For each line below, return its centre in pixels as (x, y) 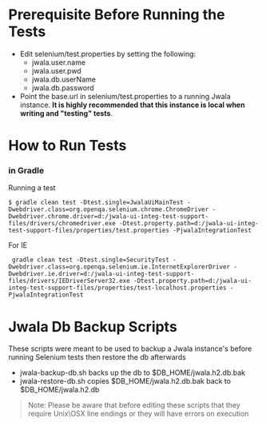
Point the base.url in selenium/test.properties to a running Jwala (125, 96)
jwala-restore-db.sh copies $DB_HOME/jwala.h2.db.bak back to (125, 381)
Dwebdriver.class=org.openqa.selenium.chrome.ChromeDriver (109, 209)
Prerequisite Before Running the (117, 15)
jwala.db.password (63, 88)
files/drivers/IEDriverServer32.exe (69, 281)
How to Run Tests (67, 146)
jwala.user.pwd (56, 70)
